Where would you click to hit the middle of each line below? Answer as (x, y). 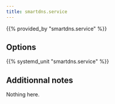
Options (21, 47)
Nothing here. (23, 94)
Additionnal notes (40, 80)
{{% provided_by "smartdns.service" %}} (57, 29)
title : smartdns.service (37, 12)
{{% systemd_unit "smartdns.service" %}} (58, 62)
